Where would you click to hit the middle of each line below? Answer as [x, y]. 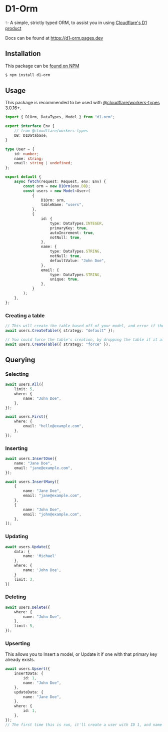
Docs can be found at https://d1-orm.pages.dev [54, 38]
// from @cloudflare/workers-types [51, 131]
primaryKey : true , [69, 228]
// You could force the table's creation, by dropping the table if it [81, 339]
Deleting [16, 597]
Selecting [17, 374]
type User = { [20, 149]
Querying [20, 359]
